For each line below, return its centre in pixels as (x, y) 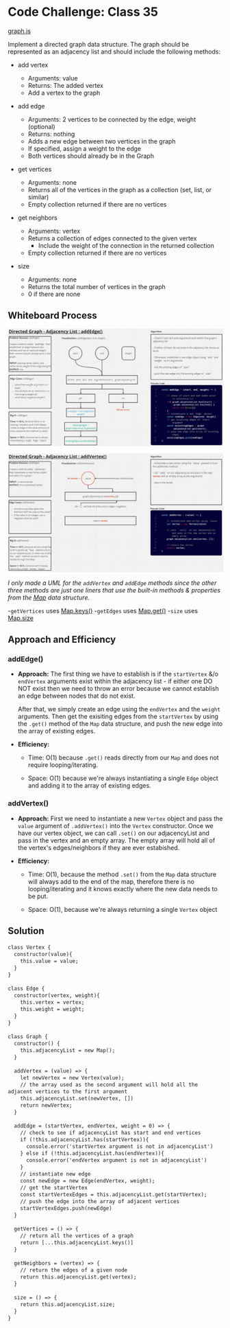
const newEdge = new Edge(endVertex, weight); (88, 1181)
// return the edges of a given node (74, 1270)
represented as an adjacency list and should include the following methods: (114, 51)
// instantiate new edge (55, 1174)
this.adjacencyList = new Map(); (68, 1051)
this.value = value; (49, 961)
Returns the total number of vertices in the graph (97, 286)
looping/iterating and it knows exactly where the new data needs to (123, 889)
